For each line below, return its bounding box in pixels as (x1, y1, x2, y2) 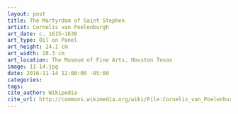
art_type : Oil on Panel (7, 37, 78, 44)
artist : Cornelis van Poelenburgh (7, 23, 110, 30)
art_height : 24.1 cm (7, 43, 69, 50)
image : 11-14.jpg (7, 63, 59, 70)
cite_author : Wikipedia (7, 89, 78, 96)
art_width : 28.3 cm (7, 50, 65, 57)
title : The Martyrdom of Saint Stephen (7, 17, 125, 24)
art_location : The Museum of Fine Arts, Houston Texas (7, 57, 173, 64)
